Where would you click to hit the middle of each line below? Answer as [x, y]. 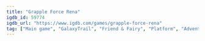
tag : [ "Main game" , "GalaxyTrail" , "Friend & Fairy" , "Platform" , [92, 29]
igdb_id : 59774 [26, 17]
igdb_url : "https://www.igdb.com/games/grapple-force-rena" [85, 23]
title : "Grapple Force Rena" [43, 12]
